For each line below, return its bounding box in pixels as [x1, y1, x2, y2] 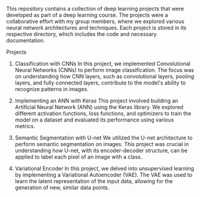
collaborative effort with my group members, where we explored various [6, 18, 184, 25]
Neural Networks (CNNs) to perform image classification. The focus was [14, 66, 195, 74]
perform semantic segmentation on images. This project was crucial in [14, 141, 189, 147]
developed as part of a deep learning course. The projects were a [6, 11, 168, 19]
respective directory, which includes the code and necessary [6, 31, 157, 38]
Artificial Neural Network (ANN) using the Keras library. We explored [14, 104, 184, 110]
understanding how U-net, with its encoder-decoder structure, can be [14, 147, 188, 154]
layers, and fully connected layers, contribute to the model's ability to [14, 79, 186, 86]
